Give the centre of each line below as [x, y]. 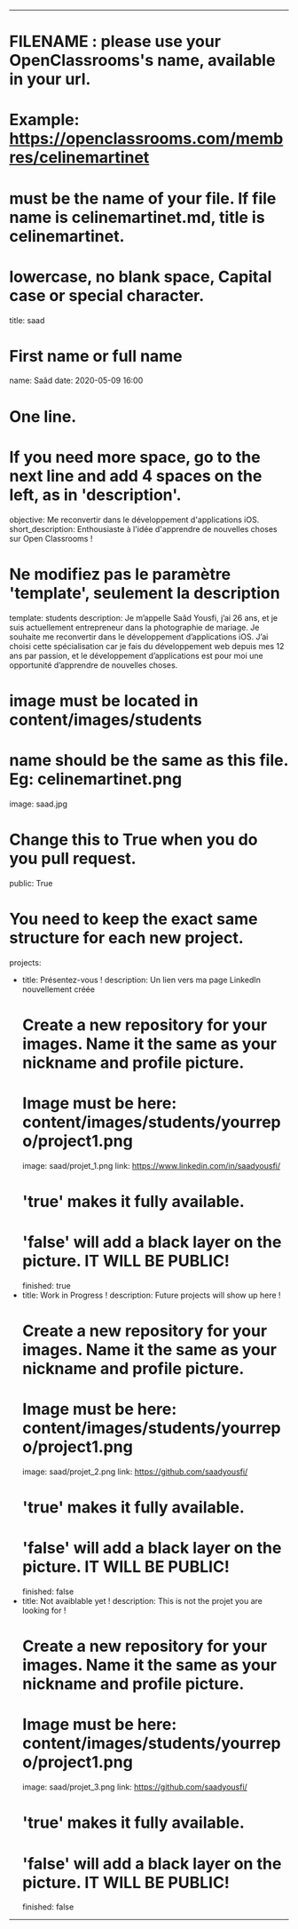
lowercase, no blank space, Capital [141, 277]
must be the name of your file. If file [143, 198]
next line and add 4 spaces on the [136, 476]
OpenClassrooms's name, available [142, 61]
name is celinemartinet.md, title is [137, 217]
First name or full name [96, 356]
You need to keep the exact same [133, 919]
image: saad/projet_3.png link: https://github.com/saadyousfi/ [135, 1787]
